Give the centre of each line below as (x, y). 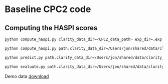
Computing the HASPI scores (51, 28)
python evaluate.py (25, 66)
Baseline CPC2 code (48, 9)
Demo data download (27, 76)
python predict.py (24, 57)
